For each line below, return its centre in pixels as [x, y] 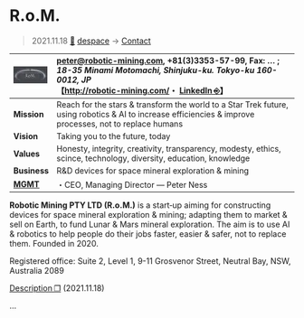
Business [31, 171]
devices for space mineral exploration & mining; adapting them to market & [148, 215]
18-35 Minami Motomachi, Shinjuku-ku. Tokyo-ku [156, 70]
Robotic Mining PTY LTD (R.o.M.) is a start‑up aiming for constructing [140, 205]
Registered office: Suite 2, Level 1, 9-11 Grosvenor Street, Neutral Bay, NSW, [150, 261]
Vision [26, 136]
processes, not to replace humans [120, 124]
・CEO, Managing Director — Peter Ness [132, 184]
